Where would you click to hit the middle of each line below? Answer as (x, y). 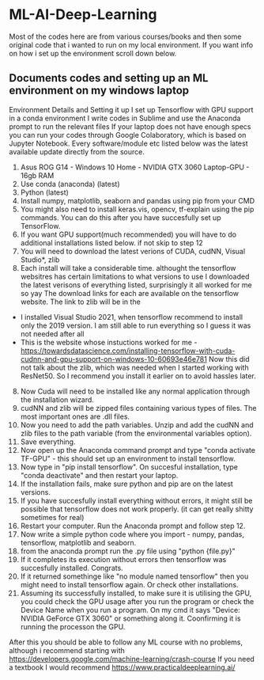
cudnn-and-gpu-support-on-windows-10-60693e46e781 (114, 359)
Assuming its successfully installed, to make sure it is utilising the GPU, (136, 593)
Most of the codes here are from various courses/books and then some (125, 36)
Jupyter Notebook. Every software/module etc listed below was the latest (128, 143)
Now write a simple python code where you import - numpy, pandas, (132, 534)
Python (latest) (45, 192)
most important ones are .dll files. (75, 416)
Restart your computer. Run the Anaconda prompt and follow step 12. (133, 526)
